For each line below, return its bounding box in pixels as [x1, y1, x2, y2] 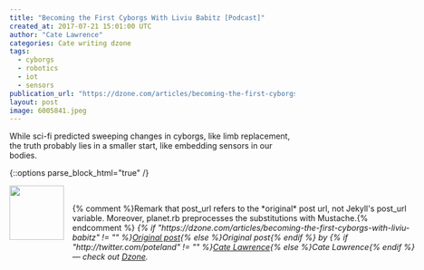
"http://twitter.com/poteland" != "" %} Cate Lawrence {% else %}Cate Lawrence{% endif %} [72, 242, 415, 253]
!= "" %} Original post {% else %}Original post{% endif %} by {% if [101, 232, 349, 243]
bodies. [9, 150, 38, 161]
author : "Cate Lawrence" [9, 30, 103, 39]
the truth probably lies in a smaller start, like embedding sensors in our [9, 140, 274, 151]
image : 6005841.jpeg [9, 106, 88, 115]
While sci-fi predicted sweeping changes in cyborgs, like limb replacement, [9, 130, 291, 141]
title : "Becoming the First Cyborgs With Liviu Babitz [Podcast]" [9, 13, 265, 23]
